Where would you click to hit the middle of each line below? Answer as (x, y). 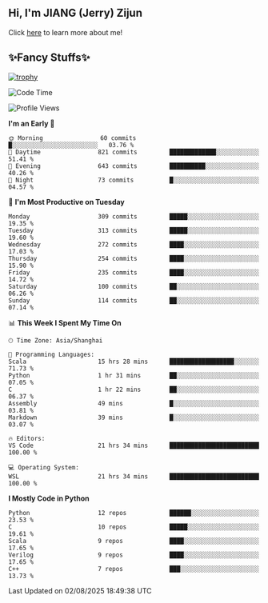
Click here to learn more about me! (66, 32)
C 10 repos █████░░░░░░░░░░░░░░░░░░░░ (134, 527)
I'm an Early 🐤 (32, 123)
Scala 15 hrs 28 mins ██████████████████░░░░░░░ (134, 361)
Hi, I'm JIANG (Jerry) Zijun (75, 13)
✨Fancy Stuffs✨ (49, 58)
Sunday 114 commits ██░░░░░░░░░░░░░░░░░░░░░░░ (134, 300)
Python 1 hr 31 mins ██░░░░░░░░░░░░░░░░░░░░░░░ (134, 375)
